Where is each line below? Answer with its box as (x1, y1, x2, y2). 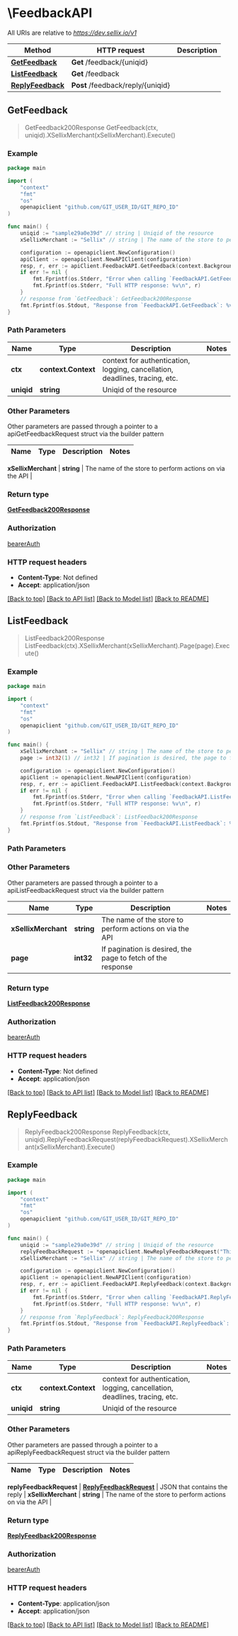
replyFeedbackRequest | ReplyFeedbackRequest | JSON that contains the (7, 1482, 228, 1491)
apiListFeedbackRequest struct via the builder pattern (7, 886, 164, 894)
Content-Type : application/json (17, 1599, 110, 1608)
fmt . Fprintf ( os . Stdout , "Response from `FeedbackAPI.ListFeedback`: (20, 820, 227, 827)
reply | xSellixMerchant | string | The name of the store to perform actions (7, 1490, 227, 1498)
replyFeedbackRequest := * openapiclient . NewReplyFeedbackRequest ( (20, 1248, 220, 1255)
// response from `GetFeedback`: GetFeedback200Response (20, 295, 192, 302)
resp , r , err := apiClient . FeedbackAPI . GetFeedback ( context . (20, 262, 204, 269)
